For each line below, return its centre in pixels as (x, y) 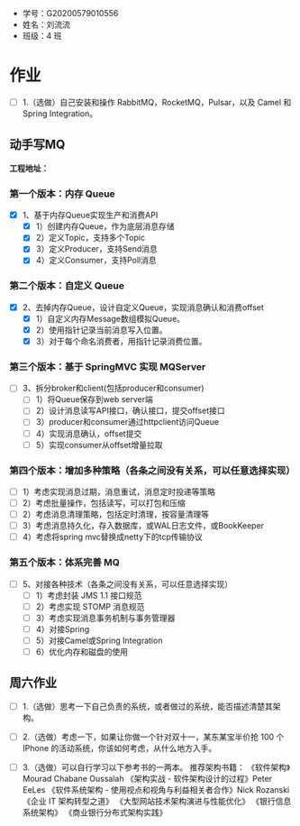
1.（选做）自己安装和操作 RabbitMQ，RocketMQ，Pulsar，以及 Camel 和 (157, 102)
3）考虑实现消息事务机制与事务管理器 (105, 618)
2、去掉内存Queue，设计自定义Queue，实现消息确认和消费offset (143, 307)
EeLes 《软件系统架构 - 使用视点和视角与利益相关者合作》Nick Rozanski (156, 789)
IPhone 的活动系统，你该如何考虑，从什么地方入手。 (119, 748)
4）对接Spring (63, 629)
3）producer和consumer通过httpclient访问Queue (127, 422)
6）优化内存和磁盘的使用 (82, 651)
